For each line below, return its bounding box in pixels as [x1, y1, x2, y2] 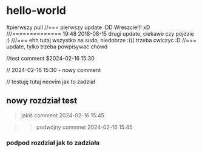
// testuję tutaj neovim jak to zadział [6, 78, 95, 85]
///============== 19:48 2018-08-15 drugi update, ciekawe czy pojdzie [6, 30, 194, 37]
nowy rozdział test [6, 96, 78, 106]
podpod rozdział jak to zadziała [6, 138, 100, 147]
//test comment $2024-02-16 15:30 [6, 54, 95, 62]
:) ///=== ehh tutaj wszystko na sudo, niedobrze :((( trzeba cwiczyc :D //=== [6, 36, 197, 44]
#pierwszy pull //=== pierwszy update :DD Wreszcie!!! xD [6, 24, 150, 31]
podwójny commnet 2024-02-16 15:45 [36, 123, 133, 131]
